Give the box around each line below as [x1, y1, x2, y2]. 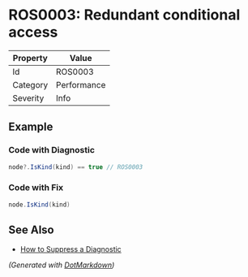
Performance [55, 79, 106, 90]
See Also [8, 223, 54, 237]
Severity [12, 92, 45, 103]
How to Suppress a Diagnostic [19, 245, 122, 254]
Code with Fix [8, 182, 64, 193]
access [8, 23, 58, 41]
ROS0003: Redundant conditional [8, 6, 241, 24]
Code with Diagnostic [8, 145, 96, 156]
